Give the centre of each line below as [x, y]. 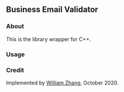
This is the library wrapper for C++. [49, 39]
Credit [15, 70]
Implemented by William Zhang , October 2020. [62, 83]
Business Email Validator [52, 10]
